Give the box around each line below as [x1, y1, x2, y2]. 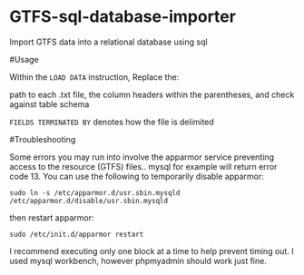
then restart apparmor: [9, 211, 94, 223]
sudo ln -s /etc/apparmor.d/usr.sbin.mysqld [9, 188, 181, 197]
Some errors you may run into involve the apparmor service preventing [9, 152, 275, 162]
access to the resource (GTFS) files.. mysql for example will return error [9, 161, 278, 172]
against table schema [9, 98, 90, 110]
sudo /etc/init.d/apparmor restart [9, 230, 144, 239]
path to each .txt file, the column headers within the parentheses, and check [9, 89, 295, 100]
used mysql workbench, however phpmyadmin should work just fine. [9, 255, 268, 266]
